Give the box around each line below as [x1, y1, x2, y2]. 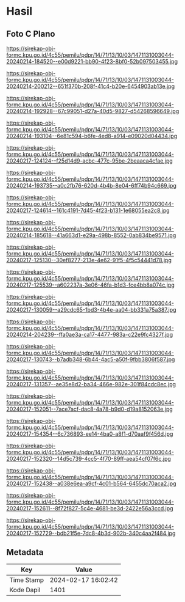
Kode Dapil [9, 585, 41, 594]
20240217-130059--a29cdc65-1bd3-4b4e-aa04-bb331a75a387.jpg [6, 306, 176, 313]
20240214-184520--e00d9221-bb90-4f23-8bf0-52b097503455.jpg [6, 58, 178, 65]
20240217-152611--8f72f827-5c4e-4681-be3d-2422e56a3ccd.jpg [6, 505, 173, 512]
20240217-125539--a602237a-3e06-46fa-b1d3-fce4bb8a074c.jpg [6, 281, 175, 288]
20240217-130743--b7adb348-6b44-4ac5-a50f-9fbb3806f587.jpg [6, 356, 175, 363]
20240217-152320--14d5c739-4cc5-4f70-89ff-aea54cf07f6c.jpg [6, 455, 172, 462]
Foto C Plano [6, 29, 55, 39]
